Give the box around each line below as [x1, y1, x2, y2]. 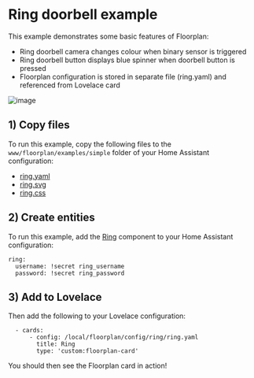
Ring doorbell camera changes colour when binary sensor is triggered [19, 46, 247, 56]
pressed [19, 63, 47, 72]
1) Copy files [8, 118, 71, 132]
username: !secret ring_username [15, 262, 125, 270]
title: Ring [36, 340, 76, 348]
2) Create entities [8, 211, 96, 224]
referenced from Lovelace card [19, 80, 120, 90]
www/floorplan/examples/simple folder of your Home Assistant [8, 147, 210, 157]
